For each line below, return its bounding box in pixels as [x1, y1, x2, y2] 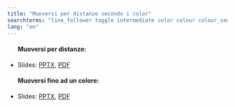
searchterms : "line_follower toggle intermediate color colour [7, 17, 196, 24]
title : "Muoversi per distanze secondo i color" [7, 10, 152, 17]
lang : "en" [7, 23, 39, 30]
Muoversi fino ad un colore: [17, 76, 99, 85]
